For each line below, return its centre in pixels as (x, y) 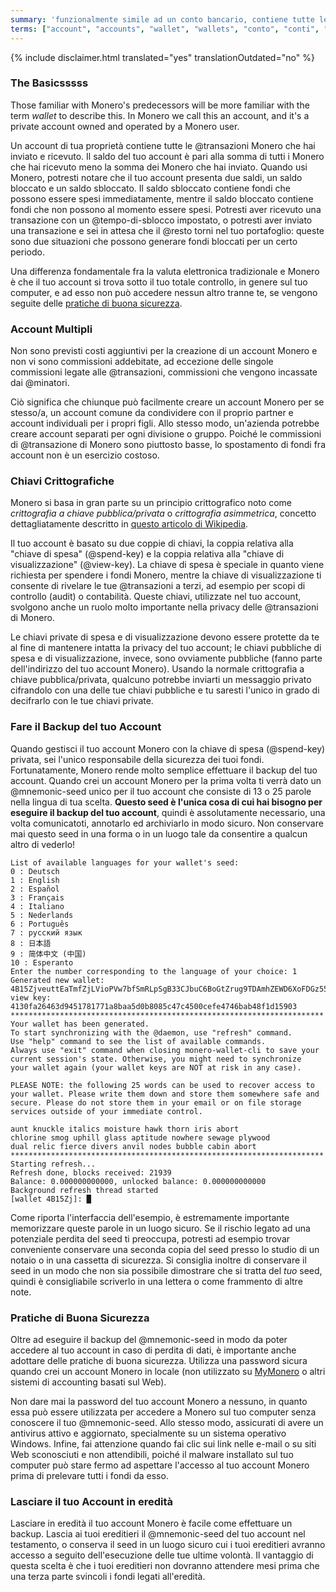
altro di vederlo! (43, 844)
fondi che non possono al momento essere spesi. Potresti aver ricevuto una (166, 209)
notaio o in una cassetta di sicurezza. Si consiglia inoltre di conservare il (158, 1260)
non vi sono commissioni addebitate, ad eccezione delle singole (142, 362)
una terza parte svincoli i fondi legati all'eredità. (108, 1577)
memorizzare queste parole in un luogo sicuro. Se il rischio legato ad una (160, 1228)
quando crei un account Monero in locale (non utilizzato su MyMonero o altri (168, 1371)
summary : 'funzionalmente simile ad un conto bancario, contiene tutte (162, 19)
